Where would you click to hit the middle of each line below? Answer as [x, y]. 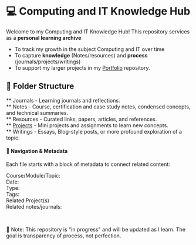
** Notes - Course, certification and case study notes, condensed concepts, [98, 107]
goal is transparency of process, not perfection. [64, 236]
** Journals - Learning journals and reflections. [63, 100]
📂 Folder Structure [40, 86]
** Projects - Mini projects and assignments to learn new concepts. [87, 125]
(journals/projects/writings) [48, 62]
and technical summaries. [37, 113]
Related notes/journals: [34, 206]
